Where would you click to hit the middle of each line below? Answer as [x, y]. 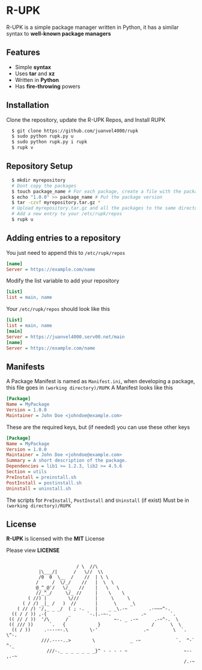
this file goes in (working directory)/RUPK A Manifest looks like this [90, 388]
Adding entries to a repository [64, 238]
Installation [28, 105]
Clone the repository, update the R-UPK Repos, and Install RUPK [86, 120]
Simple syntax [33, 67]
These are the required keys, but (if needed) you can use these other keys [98, 427]
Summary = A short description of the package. [67, 461]
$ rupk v [23, 148]
